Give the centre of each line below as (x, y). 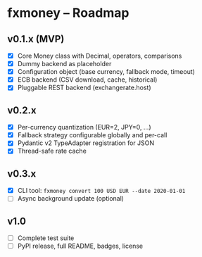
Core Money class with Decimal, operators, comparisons (100, 56)
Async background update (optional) (71, 199)
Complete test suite (46, 238)
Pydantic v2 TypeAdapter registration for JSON (86, 143)
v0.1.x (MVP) (36, 39)
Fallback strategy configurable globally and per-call (92, 135)
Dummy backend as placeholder (64, 64)
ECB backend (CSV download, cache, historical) (87, 80)
